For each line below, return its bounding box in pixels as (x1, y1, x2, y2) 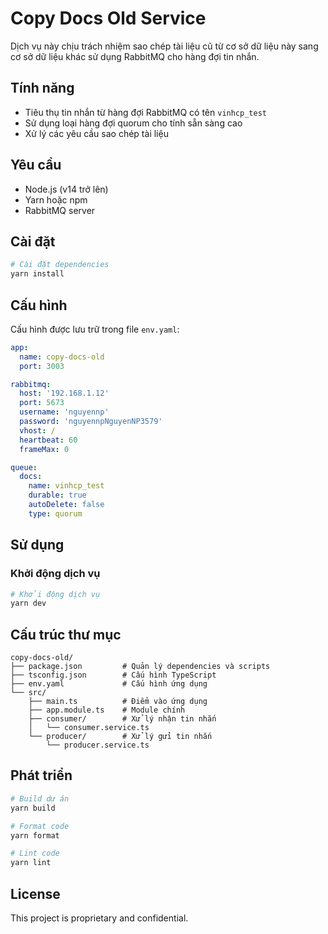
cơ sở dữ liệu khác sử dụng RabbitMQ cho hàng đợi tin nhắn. (10, 50, 260, 62)
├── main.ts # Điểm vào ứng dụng (28, 697, 208, 707)
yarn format (10, 830, 60, 841)
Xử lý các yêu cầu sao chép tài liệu (24, 127, 169, 139)
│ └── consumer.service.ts (28, 723, 150, 733)
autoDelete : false (28, 500, 105, 510)
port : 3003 (19, 361, 65, 371)
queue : (10, 462, 38, 472)
